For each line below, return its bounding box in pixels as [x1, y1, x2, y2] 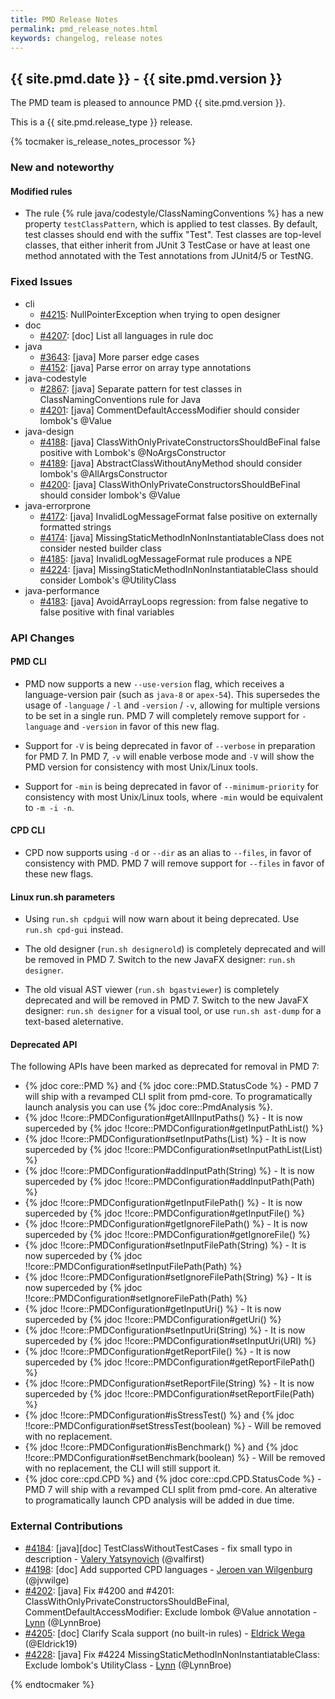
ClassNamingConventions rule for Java [39, 393, 202, 405]
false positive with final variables [39, 606, 175, 618]
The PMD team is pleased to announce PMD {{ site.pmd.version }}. [10, 97, 286, 109]
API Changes [10, 631, 75, 645]
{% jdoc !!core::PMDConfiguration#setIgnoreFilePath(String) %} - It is [24, 1271, 312, 1283]
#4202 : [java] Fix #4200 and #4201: [24, 1584, 175, 1596]
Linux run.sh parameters [10, 891, 115, 903]
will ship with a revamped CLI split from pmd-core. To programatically [24, 1091, 313, 1103]
